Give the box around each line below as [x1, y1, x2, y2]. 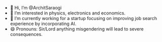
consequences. [10, 31, 43, 37]
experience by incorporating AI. [10, 20, 77, 26]
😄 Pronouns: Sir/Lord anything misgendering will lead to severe [10, 26, 144, 32]
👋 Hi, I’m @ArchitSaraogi [10, 5, 62, 10]
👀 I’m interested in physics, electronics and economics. [10, 10, 126, 16]
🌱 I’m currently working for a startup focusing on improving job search [10, 15, 157, 21]
